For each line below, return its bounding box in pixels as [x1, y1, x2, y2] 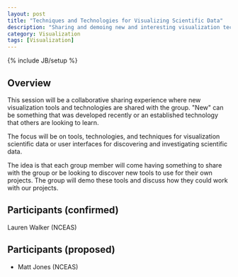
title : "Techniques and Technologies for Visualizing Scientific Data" [7, 17, 223, 24]
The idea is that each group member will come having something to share [7, 161, 222, 169]
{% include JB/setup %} [7, 56, 78, 65]
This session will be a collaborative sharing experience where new [7, 95, 201, 104]
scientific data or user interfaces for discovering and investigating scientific [7, 139, 228, 148]
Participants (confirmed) [7, 204, 119, 217]
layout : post [7, 10, 46, 18]
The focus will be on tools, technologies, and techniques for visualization [7, 132, 220, 141]
